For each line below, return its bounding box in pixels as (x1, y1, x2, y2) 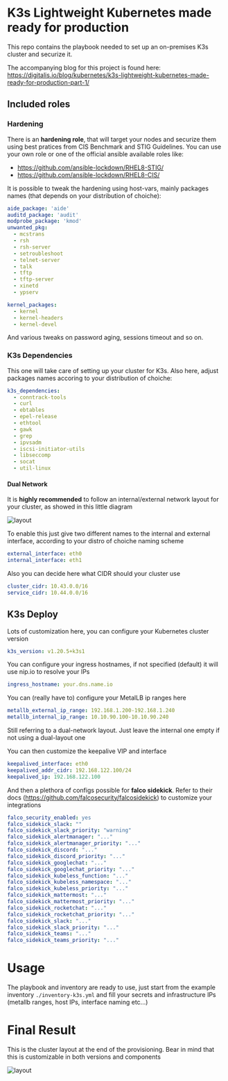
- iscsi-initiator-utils (13, 445, 85, 452)
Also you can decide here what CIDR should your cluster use (7, 570, 181, 577)
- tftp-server (13, 276, 54, 283)
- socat (13, 459, 36, 465)
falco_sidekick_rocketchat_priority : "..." (7, 911, 135, 918)
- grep (13, 432, 33, 439)
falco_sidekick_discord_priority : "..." (7, 852, 126, 859)
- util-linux (13, 465, 51, 472)
